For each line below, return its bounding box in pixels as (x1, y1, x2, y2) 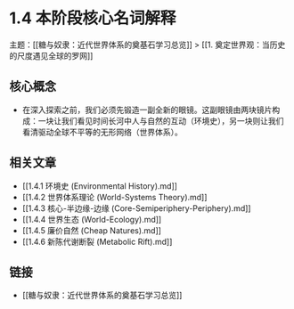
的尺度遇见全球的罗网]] (9, 50, 94, 61)
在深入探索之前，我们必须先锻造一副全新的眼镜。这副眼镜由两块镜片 (21, 104, 273, 115)
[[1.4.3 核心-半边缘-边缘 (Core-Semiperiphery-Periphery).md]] (21, 202, 251, 214)
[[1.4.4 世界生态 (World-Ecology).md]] (21, 214, 162, 224)
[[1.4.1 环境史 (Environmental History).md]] (21, 180, 178, 191)
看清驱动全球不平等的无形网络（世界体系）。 (21, 126, 183, 137)
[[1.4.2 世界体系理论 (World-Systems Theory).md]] (21, 191, 208, 202)
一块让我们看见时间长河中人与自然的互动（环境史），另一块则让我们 (37, 115, 284, 126)
